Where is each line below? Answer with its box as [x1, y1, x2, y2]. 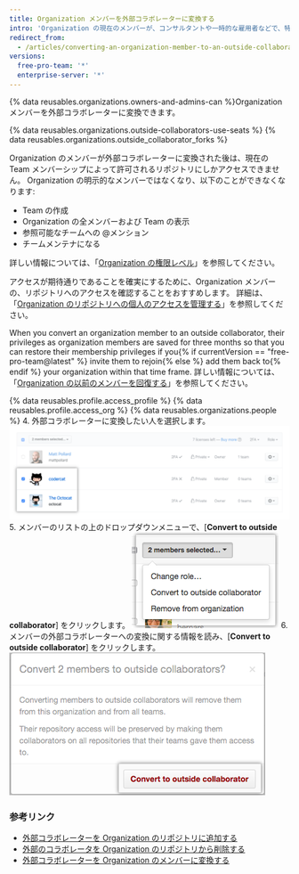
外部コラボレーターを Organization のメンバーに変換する [21, 855, 230, 865]
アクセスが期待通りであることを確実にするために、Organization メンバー [9, 276, 276, 287]
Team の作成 [21, 205, 69, 216]
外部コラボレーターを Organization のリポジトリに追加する [21, 833, 238, 843]
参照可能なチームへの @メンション [21, 227, 149, 238]
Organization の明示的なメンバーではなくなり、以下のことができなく [26, 175, 279, 185]
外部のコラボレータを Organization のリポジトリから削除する [21, 844, 246, 854]
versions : [9, 52, 46, 61]
